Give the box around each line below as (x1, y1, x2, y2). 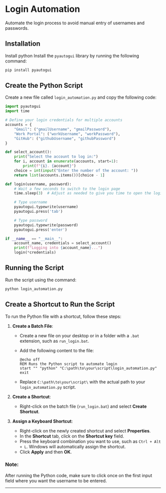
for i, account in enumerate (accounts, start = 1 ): (14, 159, 119, 164)
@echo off (19, 357, 41, 362)
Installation (5, 40, 41, 48)
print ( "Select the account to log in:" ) (14, 154, 98, 159)
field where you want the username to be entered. (5, 478, 107, 484)
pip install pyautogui (5, 67, 52, 72)
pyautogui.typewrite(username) (14, 204, 79, 209)
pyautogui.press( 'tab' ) (14, 209, 63, 214)
